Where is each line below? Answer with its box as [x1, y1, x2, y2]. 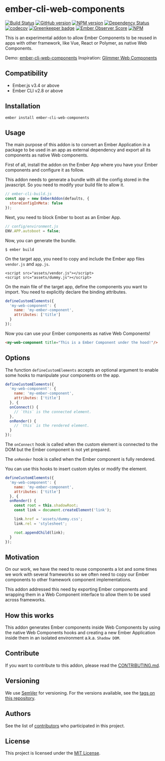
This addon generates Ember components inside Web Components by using [5, 624, 161, 630]
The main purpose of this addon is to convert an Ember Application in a [5, 142, 150, 148]
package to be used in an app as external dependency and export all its [5, 147, 151, 153]
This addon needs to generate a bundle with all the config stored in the [5, 177, 150, 183]
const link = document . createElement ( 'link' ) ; [14, 508, 112, 513]
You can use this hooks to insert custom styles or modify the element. [5, 466, 147, 472]
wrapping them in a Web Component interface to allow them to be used [5, 592, 151, 598]
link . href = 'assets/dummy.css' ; [14, 517, 83, 522]
